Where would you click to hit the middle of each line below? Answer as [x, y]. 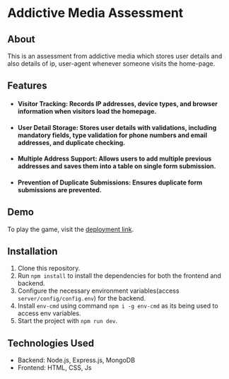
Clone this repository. [49, 268]
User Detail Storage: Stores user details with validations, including [117, 127]
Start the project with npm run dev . [67, 321]
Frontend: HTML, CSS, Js [54, 368]
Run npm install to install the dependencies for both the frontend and [119, 276]
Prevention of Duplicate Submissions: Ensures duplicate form [110, 182]
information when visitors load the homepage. [87, 111]
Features [27, 86]
